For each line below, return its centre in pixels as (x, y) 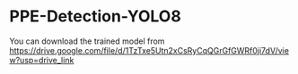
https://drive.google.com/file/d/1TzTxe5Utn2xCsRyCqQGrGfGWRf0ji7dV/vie (149, 50)
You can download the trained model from (87, 41)
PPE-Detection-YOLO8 (95, 16)
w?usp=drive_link (42, 60)
